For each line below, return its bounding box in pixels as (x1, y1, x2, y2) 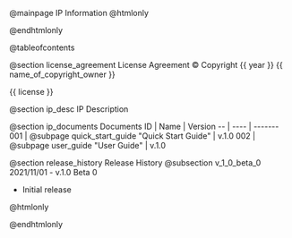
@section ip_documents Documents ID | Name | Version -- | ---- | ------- (9, 121, 279, 132)
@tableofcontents (9, 42, 75, 53)
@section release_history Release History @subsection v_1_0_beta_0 (9, 157, 262, 168)
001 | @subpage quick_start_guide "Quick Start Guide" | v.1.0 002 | (9, 131, 256, 141)
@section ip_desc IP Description (9, 104, 129, 115)
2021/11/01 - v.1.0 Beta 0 (9, 167, 98, 177)
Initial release (21, 184, 72, 195)
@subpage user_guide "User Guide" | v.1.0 (9, 140, 167, 150)
